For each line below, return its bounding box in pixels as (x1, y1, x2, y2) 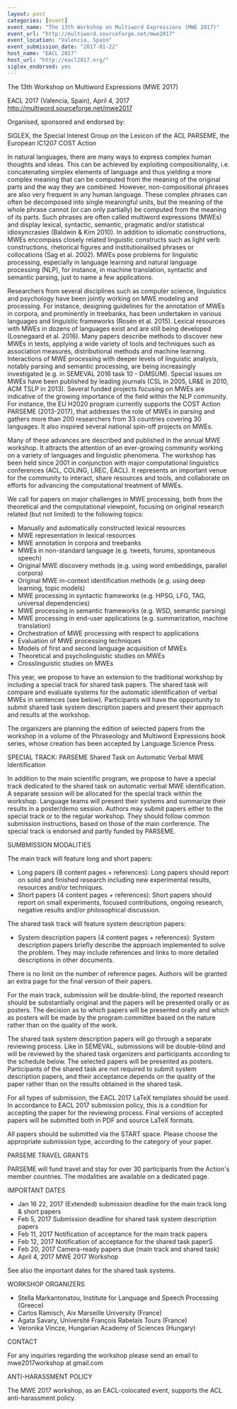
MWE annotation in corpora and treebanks (17, 538, 141, 547)
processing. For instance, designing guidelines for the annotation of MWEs (7, 302, 225, 310)
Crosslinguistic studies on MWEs (17, 659, 114, 667)
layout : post (7, 10, 46, 18)
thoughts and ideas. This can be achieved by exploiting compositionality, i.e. (7, 160, 230, 169)
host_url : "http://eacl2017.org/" (7, 57, 110, 64)
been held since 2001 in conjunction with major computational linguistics (7, 458, 219, 467)
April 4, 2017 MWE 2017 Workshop (17, 1252, 119, 1261)
